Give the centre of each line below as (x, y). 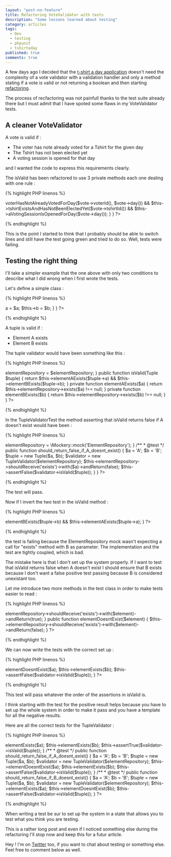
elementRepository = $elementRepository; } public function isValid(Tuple (82, 373)
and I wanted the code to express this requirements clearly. (68, 168)
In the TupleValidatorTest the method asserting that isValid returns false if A (84, 420)
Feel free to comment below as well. (43, 850)
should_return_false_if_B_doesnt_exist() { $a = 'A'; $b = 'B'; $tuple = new (82, 778)
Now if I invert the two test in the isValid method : (57, 502)
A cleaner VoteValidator (44, 125)
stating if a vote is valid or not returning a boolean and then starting (76, 83)
